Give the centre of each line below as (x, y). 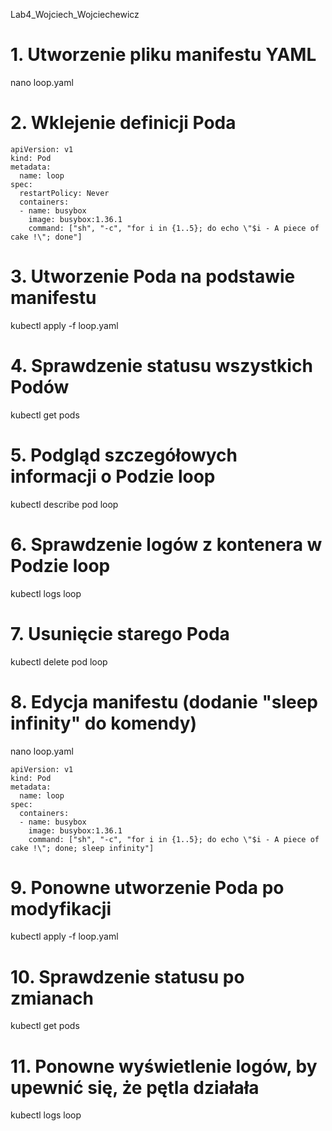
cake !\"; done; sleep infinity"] (82, 848)
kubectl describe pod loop (64, 504)
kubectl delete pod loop (59, 661)
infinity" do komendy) (104, 723)
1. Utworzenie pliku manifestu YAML (163, 55)
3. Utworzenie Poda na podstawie (153, 276)
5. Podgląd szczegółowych (124, 455)
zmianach (52, 998)
